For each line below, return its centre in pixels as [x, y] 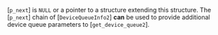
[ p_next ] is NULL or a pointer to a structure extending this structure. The [109, 10]
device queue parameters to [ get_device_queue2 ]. [79, 24]
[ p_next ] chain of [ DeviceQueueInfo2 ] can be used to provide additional [109, 17]
